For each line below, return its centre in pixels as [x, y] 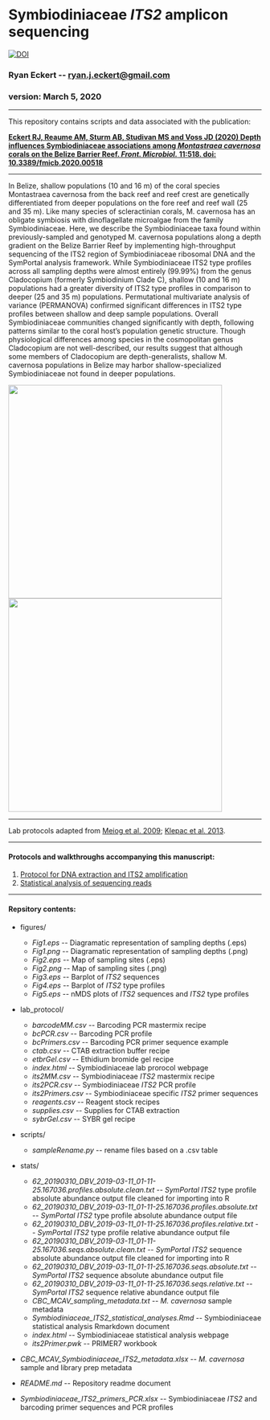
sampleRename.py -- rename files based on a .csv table [125, 1150]
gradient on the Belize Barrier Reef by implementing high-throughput [122, 246]
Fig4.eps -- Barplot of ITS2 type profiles [98, 985]
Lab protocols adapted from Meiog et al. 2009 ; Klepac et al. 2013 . [117, 831]
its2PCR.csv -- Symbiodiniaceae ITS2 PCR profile [114, 1084]
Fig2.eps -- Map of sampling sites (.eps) [99, 960]
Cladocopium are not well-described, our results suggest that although [126, 348]
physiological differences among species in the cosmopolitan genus [121, 340]
